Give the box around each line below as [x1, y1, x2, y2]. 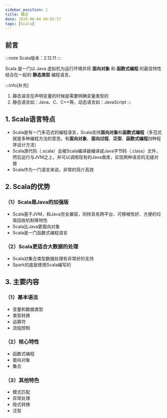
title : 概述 [5, 12, 28, 17]
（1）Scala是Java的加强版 [5, 199, 69, 206]
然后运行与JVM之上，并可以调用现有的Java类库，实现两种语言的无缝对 [12, 154, 159, 160]
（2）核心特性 [5, 338, 39, 345]
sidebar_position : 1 [5, 7, 48, 12]
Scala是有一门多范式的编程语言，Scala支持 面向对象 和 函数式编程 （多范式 [12, 129, 162, 135]
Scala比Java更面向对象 [12, 223, 60, 229]
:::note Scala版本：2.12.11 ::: [5, 55, 61, 61]
